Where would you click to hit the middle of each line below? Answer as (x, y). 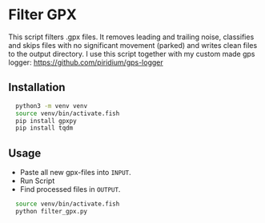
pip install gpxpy (46, 121)
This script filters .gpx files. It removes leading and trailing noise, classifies (131, 37)
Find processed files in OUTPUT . (70, 189)
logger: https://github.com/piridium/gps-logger (86, 62)
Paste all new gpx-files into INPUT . (76, 173)
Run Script (37, 181)
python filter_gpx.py (52, 211)
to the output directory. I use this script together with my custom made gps (132, 54)
